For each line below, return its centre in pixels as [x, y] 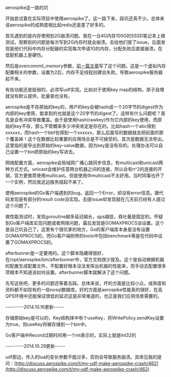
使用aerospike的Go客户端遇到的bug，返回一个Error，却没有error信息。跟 [82, 193]
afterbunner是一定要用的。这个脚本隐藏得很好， [56, 253]
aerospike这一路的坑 [27, 7]
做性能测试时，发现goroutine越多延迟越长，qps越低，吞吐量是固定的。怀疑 [84, 216]
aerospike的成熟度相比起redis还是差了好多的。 [59, 25]
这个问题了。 [19, 206]
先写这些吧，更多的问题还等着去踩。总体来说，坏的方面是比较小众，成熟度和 [86, 283]
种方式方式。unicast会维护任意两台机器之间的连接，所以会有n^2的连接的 [82, 169]
